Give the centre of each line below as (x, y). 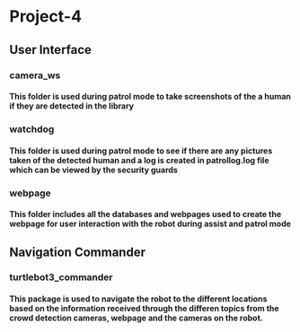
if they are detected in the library (72, 106)
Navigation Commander (78, 252)
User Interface (51, 50)
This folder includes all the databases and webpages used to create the (145, 214)
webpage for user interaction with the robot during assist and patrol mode (150, 224)
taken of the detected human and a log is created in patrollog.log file (139, 160)
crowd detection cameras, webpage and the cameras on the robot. (136, 318)
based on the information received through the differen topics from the (145, 309)
